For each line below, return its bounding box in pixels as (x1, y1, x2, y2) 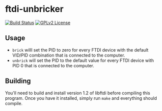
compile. (5, 100, 23, 106)
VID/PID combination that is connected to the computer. (12, 52, 125, 58)
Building (5, 77, 31, 85)
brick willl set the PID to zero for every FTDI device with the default (12, 47, 149, 53)
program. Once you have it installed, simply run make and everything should (5, 95, 157, 101)
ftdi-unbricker (5, 3, 64, 15)
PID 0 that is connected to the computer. (12, 62, 94, 68)
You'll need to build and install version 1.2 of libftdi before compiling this (5, 90, 151, 96)
